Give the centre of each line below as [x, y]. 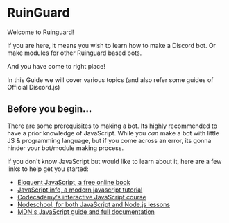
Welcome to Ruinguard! [41, 32]
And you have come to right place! [56, 66]
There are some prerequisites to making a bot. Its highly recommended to [112, 126]
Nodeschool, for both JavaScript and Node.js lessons [94, 204]
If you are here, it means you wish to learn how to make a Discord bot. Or [112, 45]
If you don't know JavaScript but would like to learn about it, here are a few [114, 161]
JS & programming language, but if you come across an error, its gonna [109, 140]
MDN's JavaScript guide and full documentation [86, 212]
